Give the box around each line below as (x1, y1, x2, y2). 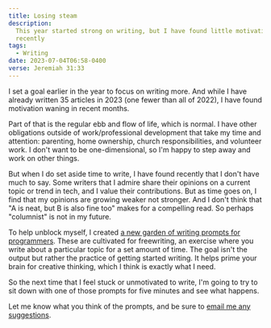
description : (8, 19, 52, 27)
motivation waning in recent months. (8, 103, 130, 113)
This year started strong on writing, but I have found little (15, 27, 232, 35)
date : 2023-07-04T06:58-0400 (8, 57, 106, 65)
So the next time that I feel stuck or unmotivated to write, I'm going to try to (8, 277, 258, 287)
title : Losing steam (8, 11, 78, 20)
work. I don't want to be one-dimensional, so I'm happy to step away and (8, 144, 252, 154)
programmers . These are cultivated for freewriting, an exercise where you (8, 235, 254, 246)
